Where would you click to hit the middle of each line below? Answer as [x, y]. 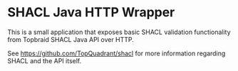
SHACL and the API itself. [45, 60]
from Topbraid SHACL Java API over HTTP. [71, 39]
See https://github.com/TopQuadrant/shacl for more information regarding [117, 53]
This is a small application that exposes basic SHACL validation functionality [119, 32]
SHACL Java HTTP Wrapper [91, 12]
